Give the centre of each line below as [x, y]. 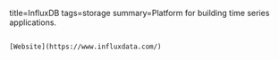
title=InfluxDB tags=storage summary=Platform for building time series [139, 13]
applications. [33, 22]
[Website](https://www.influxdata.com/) [86, 47]
